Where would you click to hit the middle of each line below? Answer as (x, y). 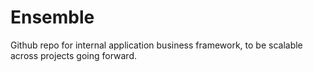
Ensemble (52, 17)
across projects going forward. (74, 55)
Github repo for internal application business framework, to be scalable (156, 45)
